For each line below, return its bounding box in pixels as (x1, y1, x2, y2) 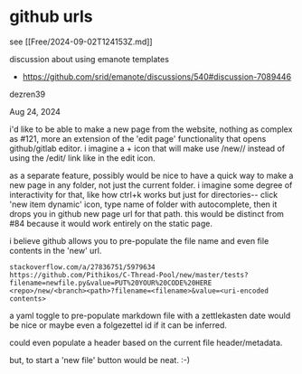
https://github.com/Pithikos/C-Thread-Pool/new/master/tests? (9, 270, 249, 279)
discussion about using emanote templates (9, 53, 170, 64)
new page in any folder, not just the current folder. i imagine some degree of (9, 179, 293, 191)
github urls (9, 6, 93, 27)
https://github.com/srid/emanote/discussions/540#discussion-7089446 (22, 70, 292, 82)
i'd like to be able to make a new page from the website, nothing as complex (9, 124, 293, 135)
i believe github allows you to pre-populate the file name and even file (9, 235, 269, 246)
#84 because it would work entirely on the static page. (9, 218, 212, 229)
